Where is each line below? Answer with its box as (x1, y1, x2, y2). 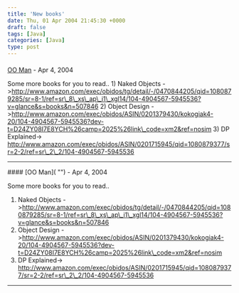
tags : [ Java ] (7, 30, 46, 38)
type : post (7, 43, 40, 50)
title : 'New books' (7, 10, 65, 18)
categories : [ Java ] (7, 37, 65, 44)
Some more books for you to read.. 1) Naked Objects (7, 79, 161, 87)
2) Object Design (100, 102, 150, 110)
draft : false (7, 23, 46, 31)
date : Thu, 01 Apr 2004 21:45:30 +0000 (7, 17, 126, 24)
